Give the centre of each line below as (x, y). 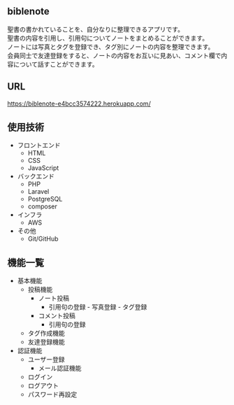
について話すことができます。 (56, 64)
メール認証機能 (60, 368)
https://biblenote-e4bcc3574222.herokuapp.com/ (79, 104)
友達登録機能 (46, 342)
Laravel (38, 192)
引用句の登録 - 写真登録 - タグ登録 (98, 307)
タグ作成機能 (46, 333)
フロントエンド (39, 145)
